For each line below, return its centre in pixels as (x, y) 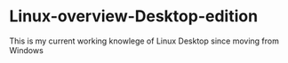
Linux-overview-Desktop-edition (134, 16)
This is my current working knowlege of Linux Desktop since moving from (144, 41)
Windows (27, 50)
